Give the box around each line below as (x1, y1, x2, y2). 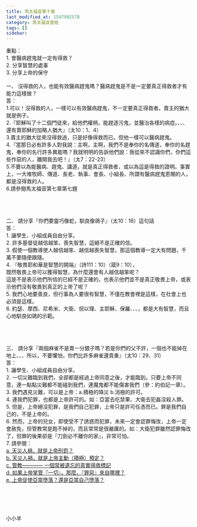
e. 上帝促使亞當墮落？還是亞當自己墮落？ (6, 477, 105, 484)
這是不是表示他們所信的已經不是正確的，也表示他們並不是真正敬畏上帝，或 (6, 276, 186, 283)
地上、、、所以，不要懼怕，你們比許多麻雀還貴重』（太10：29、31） (6, 352, 165, 359)
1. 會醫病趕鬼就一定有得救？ (6, 54, 73, 61)
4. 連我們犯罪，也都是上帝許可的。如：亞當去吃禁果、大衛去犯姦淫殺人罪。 (6, 396, 187, 403)
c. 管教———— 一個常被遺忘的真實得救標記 (6, 462, 111, 469)
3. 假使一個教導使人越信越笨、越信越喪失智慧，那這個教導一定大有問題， (6, 247, 182, 254)
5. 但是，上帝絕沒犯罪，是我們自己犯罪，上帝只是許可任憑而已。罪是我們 (6, 403, 182, 410)
